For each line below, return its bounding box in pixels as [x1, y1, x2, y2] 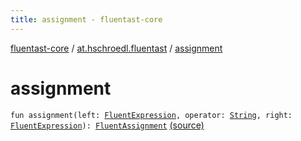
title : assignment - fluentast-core [10, 14, 163, 25]
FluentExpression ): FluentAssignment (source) [10, 119, 205, 131]
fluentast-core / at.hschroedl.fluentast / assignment [10, 42, 223, 54]
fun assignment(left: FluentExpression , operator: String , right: [10, 110, 293, 120]
